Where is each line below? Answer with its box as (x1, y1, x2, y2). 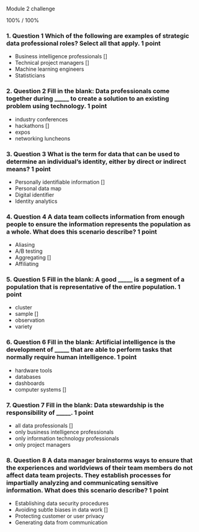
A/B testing (14, 247, 43, 255)
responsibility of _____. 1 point (6, 408, 94, 417)
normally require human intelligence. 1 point (6, 353, 137, 361)
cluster (14, 304, 32, 311)
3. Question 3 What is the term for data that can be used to (6, 150, 180, 158)
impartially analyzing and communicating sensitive (6, 479, 159, 487)
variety (14, 323, 33, 330)
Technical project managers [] (14, 59, 90, 67)
